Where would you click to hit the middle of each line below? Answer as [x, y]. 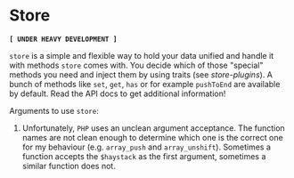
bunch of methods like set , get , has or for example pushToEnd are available [145, 84]
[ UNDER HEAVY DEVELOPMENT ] [63, 39]
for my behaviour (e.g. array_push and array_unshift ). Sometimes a [147, 147]
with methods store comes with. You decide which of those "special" [137, 65]
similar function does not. [69, 166]
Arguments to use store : [54, 110]
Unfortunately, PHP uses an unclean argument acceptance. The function [153, 128]
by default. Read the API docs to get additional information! [118, 93]
